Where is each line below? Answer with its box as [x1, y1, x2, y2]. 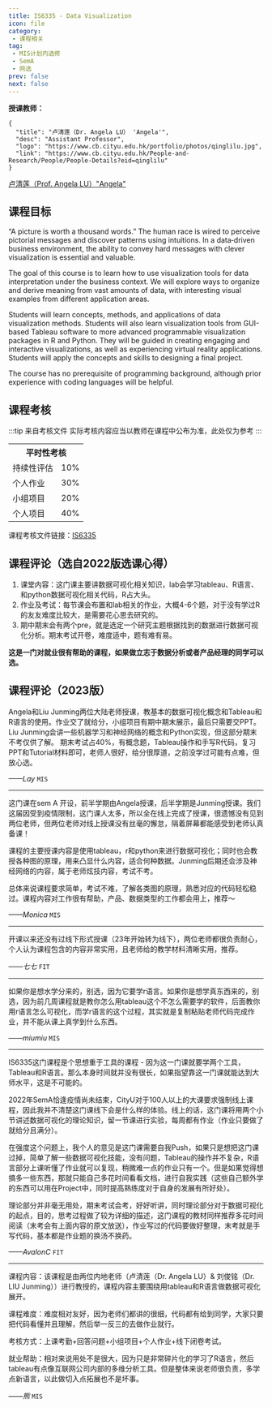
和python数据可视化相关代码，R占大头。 [19, 589, 155, 599]
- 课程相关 [11, 34, 45, 43]
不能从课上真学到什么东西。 [29, 1016, 122, 1027]
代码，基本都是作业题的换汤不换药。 [15, 1230, 136, 1240]
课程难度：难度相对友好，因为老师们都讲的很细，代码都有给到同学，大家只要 [8, 1308, 264, 1319]
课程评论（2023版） [8, 683, 111, 698]
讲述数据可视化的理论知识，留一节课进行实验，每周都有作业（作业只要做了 [15, 1115, 264, 1125]
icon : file [8, 19, 45, 28]
